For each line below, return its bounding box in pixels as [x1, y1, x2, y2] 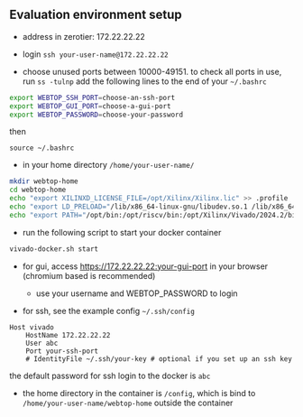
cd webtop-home [9, 185, 67, 195]
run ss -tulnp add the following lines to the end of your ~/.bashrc [22, 76, 268, 87]
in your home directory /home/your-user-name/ [22, 160, 195, 171]
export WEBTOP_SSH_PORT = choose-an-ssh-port [9, 93, 176, 102]
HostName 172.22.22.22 [25, 330, 111, 339]
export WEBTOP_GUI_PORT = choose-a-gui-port [9, 101, 171, 111]
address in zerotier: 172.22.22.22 [22, 31, 146, 42]
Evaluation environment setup [9, 7, 182, 23]
